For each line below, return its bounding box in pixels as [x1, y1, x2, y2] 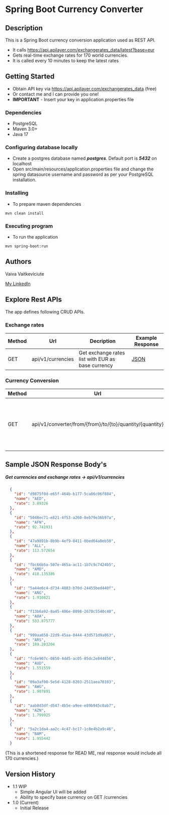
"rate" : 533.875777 [14, 618, 55, 624]
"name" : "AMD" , [14, 567, 46, 572]
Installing [5, 190, 29, 197]
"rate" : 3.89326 [14, 501, 49, 506]
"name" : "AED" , [14, 496, 46, 502]
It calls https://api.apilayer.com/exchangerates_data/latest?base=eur [12, 47, 155, 53]
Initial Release [20, 805, 49, 811]
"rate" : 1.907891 [14, 689, 51, 694]
